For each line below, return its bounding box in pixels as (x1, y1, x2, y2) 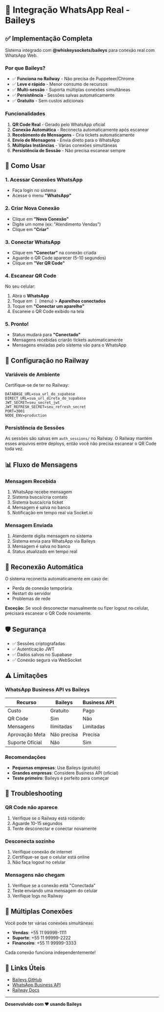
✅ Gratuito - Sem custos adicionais (12, 98, 84, 104)
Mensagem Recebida (5, 478, 56, 484)
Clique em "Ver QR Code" (12, 260, 65, 266)
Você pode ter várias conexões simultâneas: (5, 920, 94, 926)
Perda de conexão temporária (12, 585, 72, 591)
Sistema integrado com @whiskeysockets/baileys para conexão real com (5, 47, 155, 53)
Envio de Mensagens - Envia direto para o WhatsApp (12, 137, 120, 143)
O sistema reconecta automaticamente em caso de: (5, 576, 109, 582)
